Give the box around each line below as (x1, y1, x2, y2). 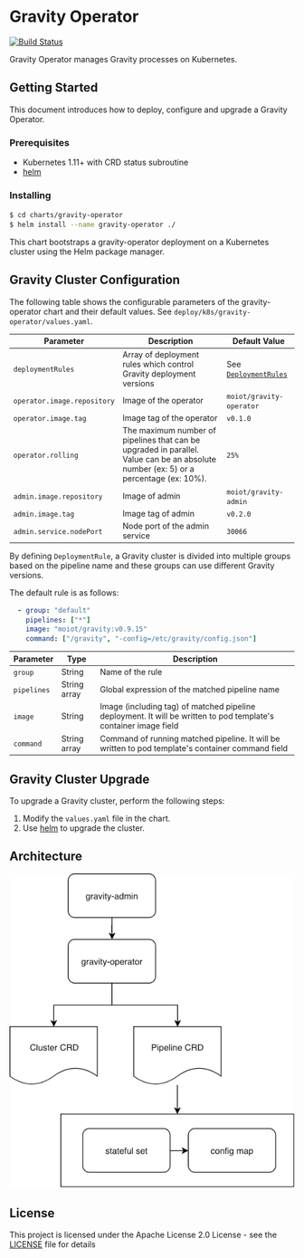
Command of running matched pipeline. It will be (99, 733, 280, 744)
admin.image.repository (13, 492, 103, 501)
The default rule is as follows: (9, 586, 119, 598)
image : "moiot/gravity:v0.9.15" (25, 624, 147, 634)
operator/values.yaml (9, 317, 91, 327)
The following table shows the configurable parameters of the (9, 296, 240, 307)
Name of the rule (99, 666, 163, 677)
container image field (99, 720, 179, 731)
